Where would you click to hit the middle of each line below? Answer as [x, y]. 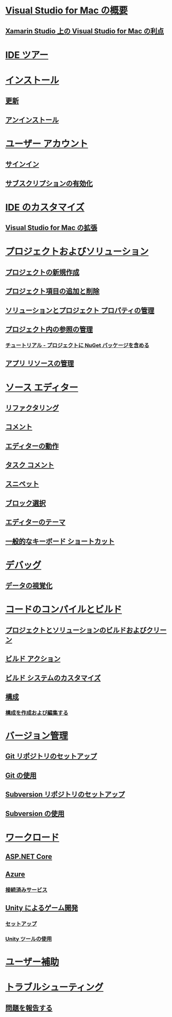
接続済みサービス [26, 890]
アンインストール [32, 120]
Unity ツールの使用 [29, 938]
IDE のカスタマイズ [45, 207]
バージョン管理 [37, 736]
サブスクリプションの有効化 [49, 183]
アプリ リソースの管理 [40, 364]
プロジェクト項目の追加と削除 [52, 291]
